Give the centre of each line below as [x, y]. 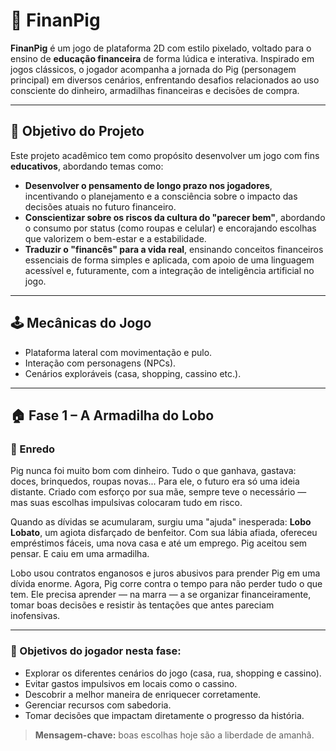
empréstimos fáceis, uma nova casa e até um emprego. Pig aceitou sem [159, 543]
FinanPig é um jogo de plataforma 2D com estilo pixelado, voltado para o [161, 48]
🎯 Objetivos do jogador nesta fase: [96, 651]
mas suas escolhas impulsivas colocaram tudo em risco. [126, 503]
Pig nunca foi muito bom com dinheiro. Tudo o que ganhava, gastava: [153, 471]
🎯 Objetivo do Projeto [77, 131]
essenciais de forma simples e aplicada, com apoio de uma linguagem [169, 260]
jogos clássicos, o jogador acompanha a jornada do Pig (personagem [153, 69]
